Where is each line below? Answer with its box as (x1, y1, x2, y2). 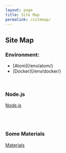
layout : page (5, 7, 33, 13)
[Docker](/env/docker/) (12, 68, 61, 74)
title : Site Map (5, 12, 40, 17)
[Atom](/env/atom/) (12, 63, 53, 69)
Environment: (5, 51, 40, 58)
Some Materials (5, 131, 45, 138)
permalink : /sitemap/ (5, 17, 51, 22)
